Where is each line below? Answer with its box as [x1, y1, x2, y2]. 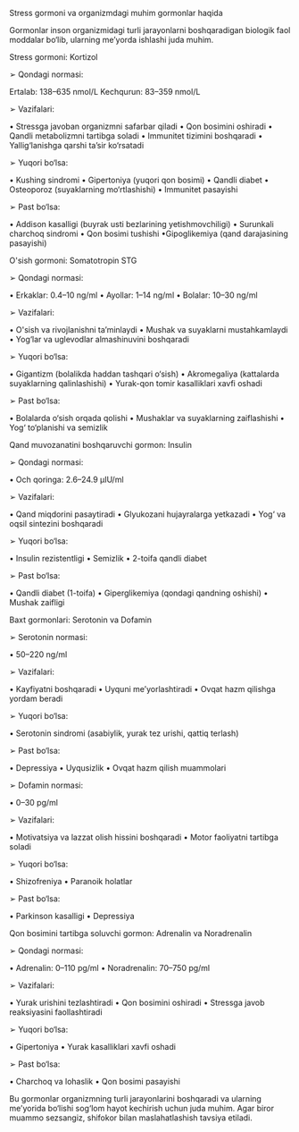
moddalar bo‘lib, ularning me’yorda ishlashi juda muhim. [9, 35, 214, 45]
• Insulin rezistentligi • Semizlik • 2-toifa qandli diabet [9, 553, 207, 563]
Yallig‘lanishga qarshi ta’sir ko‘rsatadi [9, 140, 145, 150]
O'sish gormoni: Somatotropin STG [9, 255, 137, 266]
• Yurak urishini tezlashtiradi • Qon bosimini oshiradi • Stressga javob [9, 997, 265, 1008]
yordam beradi [9, 693, 63, 704]
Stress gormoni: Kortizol [9, 52, 98, 62]
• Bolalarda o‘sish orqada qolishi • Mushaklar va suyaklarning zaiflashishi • [9, 413, 286, 423]
